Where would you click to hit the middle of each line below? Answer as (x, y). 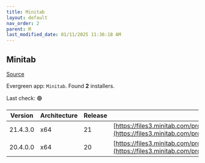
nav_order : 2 (23, 23)
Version (22, 115)
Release (95, 115)
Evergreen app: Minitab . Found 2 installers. (60, 85)
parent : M (19, 29)
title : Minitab (26, 12)
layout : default (27, 18)
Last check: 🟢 (24, 98)
